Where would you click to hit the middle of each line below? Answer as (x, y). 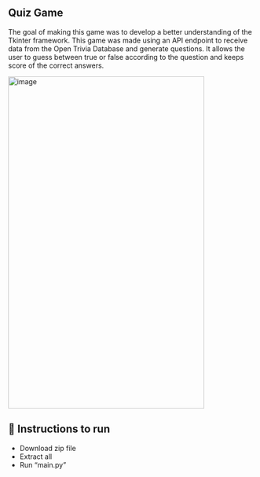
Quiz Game (36, 13)
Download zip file (48, 448)
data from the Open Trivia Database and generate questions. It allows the (126, 48)
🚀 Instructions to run (59, 429)
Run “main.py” (43, 464)
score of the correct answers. (56, 65)
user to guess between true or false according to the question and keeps (126, 57)
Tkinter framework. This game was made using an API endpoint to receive (128, 40)
